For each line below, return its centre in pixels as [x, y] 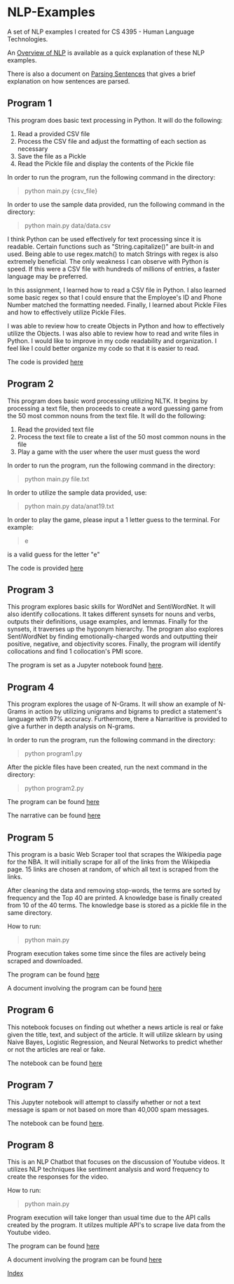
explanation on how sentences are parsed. [69, 81]
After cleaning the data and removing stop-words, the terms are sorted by [114, 890]
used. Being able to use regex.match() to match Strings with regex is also [113, 254]
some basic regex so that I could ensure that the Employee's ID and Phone [115, 297]
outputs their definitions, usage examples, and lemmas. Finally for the [108, 622]
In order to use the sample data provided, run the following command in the [116, 204]
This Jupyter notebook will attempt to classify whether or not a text [104, 1102]
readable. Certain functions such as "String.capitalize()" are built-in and [111, 246]
